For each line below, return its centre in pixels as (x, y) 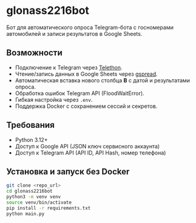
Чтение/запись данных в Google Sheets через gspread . (86, 74)
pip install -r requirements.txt (49, 208)
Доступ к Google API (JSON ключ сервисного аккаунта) (87, 146)
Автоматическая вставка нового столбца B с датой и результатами (102, 80)
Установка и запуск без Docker (68, 171)
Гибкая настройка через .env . (54, 99)
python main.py (25, 214)
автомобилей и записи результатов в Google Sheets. (74, 33)
